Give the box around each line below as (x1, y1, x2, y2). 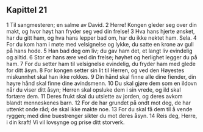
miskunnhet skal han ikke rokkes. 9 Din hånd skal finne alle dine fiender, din (6, 73, 196, 80)
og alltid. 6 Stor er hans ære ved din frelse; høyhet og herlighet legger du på (6, 53, 198, 61)
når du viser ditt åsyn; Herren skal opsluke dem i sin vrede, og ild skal (6, 86, 181, 94)
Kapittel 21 (6, 5, 48, 15)
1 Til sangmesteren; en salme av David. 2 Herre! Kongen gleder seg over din (6, 21, 197, 28)
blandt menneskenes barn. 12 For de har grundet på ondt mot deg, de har (6, 99, 191, 106)
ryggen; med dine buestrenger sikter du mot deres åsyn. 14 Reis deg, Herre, (6, 112, 198, 119)
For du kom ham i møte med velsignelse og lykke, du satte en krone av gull (6, 40, 194, 48)
